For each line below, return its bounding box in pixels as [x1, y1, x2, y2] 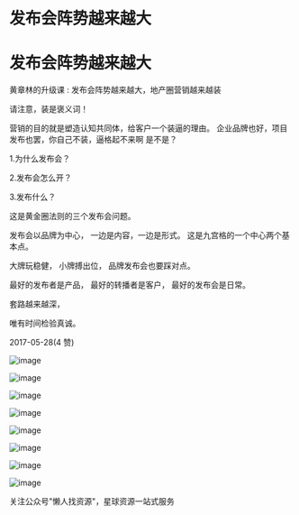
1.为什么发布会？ [9, 153, 70, 164]
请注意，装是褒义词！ [9, 104, 88, 115]
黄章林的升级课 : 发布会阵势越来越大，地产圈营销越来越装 [9, 85, 222, 96]
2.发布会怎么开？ [9, 172, 72, 183]
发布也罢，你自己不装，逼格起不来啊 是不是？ [9, 134, 177, 145]
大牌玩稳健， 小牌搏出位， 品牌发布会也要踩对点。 [9, 261, 195, 271]
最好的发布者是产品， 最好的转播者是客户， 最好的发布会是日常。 [9, 280, 250, 290]
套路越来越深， [9, 299, 65, 309]
